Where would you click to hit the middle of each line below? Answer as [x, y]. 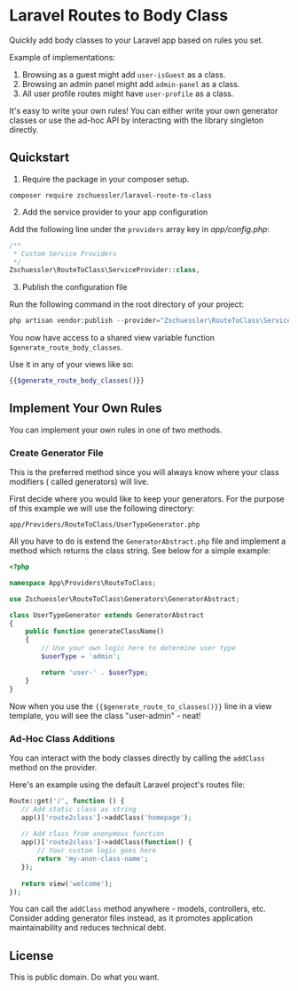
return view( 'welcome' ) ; [67, 883]
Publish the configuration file [74, 287]
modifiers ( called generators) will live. [79, 482]
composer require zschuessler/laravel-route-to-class [111, 195]
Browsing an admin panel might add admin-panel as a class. [131, 84]
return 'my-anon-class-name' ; [93, 859]
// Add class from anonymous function [93, 834]
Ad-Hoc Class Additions [62, 738]
